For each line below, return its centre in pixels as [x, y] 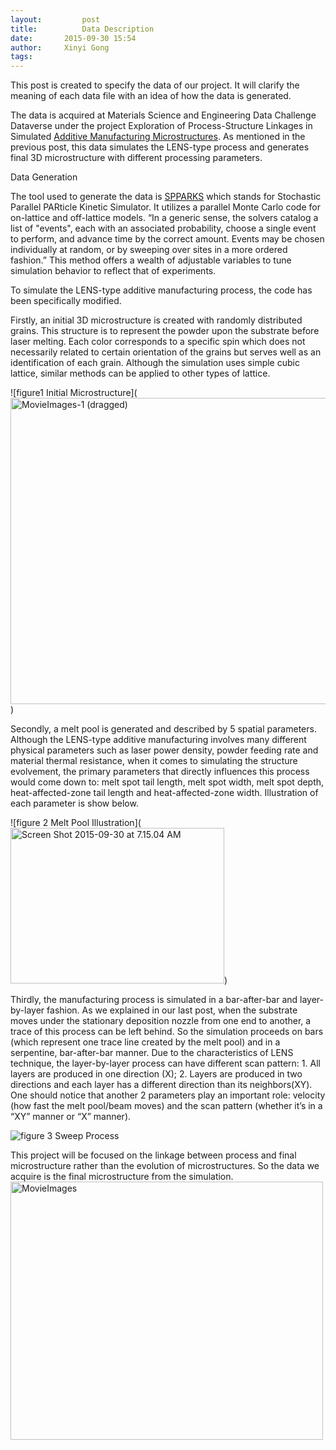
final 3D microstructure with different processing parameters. [136, 158]
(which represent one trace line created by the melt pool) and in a [145, 1042]
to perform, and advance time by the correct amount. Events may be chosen [167, 239]
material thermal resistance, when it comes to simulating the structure [154, 761]
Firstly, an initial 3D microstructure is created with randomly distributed [156, 320]
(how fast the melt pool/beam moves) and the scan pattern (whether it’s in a [166, 1106]
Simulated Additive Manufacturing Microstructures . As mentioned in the [158, 137]
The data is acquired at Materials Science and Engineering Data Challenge [163, 115]
